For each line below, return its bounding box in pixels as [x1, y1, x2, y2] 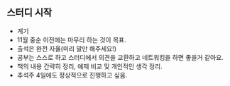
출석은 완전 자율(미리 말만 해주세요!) [16, 44, 116, 53]
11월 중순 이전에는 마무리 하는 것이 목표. [16, 35, 126, 44]
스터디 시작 [6, 6, 53, 19]
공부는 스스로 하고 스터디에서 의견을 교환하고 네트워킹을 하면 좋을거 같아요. [16, 53, 224, 61]
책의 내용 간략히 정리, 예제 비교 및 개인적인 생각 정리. [16, 62, 163, 70]
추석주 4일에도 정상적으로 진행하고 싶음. [16, 70, 128, 79]
